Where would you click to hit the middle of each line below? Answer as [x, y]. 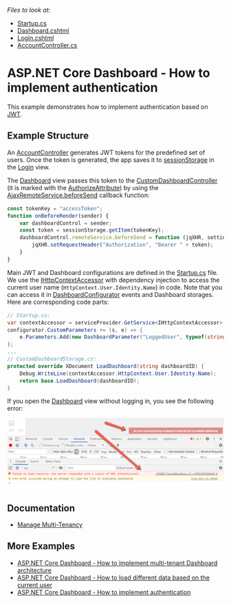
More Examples [41, 546]
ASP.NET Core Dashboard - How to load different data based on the [113, 578]
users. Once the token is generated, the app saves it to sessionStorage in [111, 160]
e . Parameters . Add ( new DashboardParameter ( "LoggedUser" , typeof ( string [123, 337]
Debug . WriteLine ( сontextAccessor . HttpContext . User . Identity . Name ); [118, 374]
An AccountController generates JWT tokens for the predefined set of [106, 152]
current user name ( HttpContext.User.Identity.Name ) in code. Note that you [114, 287]
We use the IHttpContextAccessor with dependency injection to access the [113, 280]
